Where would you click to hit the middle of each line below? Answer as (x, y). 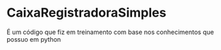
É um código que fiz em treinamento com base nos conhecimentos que (110, 32)
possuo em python (34, 39)
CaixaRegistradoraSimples (86, 13)
